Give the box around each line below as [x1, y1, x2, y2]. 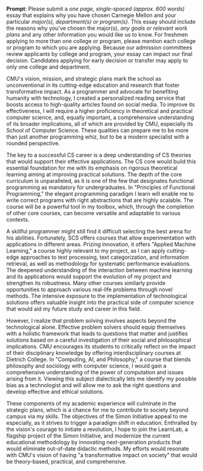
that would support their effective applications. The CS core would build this [6, 158, 196, 165]
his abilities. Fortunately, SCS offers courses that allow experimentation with [6, 234, 196, 241]
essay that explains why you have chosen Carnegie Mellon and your [6, 12, 177, 19]
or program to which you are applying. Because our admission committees [6, 44, 193, 51]
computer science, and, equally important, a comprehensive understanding [6, 114, 195, 121]
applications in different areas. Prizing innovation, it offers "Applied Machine [6, 241, 196, 248]
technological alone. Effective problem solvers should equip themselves [6, 323, 186, 331]
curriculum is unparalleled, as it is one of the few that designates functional [6, 177, 194, 184]
